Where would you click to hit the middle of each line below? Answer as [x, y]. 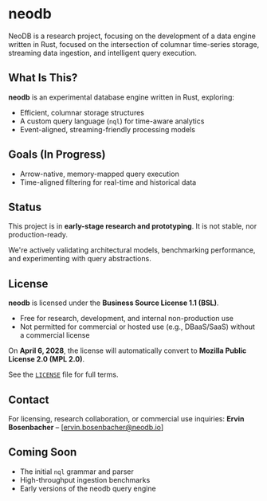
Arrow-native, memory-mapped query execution [99, 174]
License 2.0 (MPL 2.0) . [47, 359]
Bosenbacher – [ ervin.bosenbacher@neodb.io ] [86, 427]
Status [25, 207]
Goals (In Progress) [57, 155]
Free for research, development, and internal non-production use [126, 319]
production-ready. [38, 235]
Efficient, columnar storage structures [82, 112]
